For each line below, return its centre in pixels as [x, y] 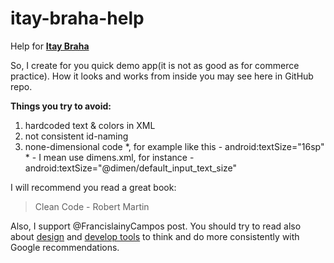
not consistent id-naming [76, 136]
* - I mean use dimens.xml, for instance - [109, 157]
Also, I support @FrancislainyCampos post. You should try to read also [156, 226]
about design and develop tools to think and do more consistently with [155, 236]
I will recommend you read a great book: [93, 187]
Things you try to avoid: [61, 106]
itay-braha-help [77, 18]
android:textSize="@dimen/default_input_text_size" [131, 168]
